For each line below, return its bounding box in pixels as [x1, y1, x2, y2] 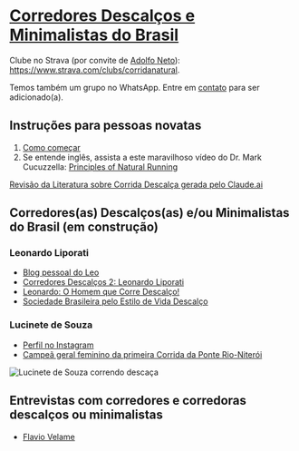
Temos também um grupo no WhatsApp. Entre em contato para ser [9, 82, 260, 93]
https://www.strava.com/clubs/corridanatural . [9, 64, 180, 75]
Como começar [22, 142, 82, 152]
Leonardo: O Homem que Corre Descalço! [22, 287, 180, 298]
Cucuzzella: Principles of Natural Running [22, 161, 178, 172]
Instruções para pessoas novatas [9, 118, 202, 133]
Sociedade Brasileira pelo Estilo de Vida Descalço [22, 296, 208, 307]
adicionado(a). [9, 92, 63, 103]
